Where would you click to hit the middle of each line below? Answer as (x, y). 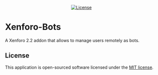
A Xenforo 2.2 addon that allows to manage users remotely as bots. (72, 40)
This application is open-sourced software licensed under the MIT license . (79, 67)
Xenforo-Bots (33, 27)
